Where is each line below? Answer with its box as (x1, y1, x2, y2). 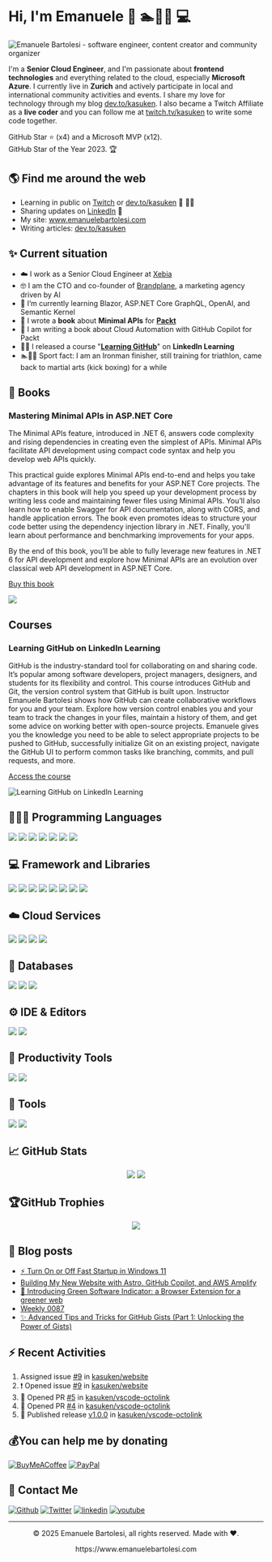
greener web (19, 1295, 63, 1305)
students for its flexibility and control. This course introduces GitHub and (8, 678, 251, 688)
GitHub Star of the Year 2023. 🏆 (8, 144, 117, 153)
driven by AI (19, 290, 61, 300)
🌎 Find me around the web (8, 172, 147, 186)
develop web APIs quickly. (8, 455, 96, 464)
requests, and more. (8, 755, 75, 765)
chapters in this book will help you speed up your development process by (8, 487, 257, 497)
